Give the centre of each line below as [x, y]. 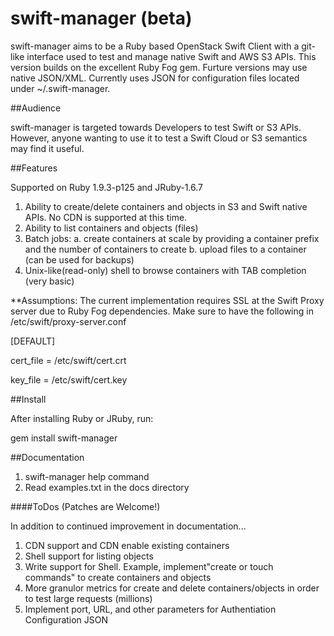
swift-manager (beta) [101, 18]
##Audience [36, 108]
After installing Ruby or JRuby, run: [82, 418]
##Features [34, 168]
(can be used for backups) [79, 259]
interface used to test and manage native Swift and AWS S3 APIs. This [171, 56]
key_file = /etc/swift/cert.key [69, 379]
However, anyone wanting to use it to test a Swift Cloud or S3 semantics [159, 138]
